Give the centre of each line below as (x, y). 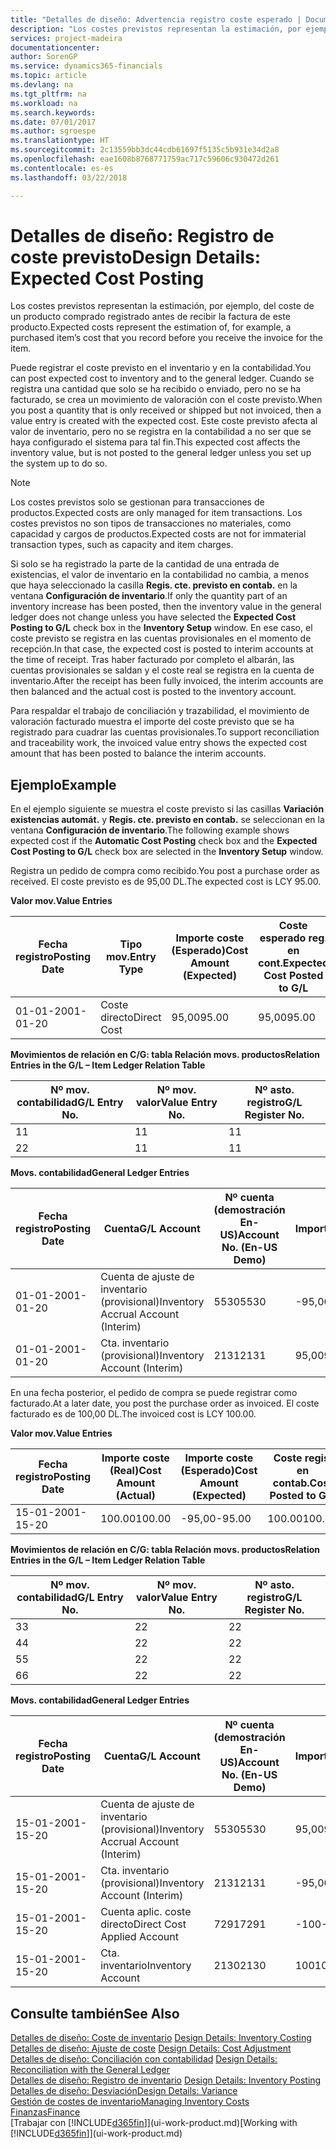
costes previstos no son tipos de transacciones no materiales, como (151, 523)
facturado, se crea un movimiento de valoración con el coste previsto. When (166, 400)
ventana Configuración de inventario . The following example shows (150, 830)
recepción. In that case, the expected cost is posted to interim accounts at (162, 649)
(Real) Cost (135, 1471)
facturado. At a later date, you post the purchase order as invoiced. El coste (165, 1403)
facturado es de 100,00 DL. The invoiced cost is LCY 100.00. (133, 1414)
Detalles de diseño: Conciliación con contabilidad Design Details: (144, 2059)
